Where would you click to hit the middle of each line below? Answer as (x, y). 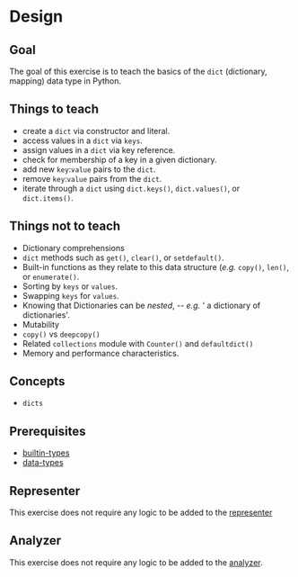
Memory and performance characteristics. (101, 353)
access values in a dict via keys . (83, 140)
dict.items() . (48, 198)
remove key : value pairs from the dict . (92, 178)
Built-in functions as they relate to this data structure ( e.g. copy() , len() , (156, 266)
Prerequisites (48, 431)
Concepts (37, 381)
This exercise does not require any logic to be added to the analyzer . (136, 562)
